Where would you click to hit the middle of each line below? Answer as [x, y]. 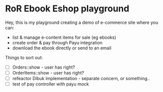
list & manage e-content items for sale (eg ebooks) [64, 37]
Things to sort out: [24, 57]
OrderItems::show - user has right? [48, 73]
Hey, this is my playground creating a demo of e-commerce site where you [82, 22]
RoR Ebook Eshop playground [67, 9]
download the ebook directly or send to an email [62, 48]
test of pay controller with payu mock [51, 84]
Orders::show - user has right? [44, 67]
